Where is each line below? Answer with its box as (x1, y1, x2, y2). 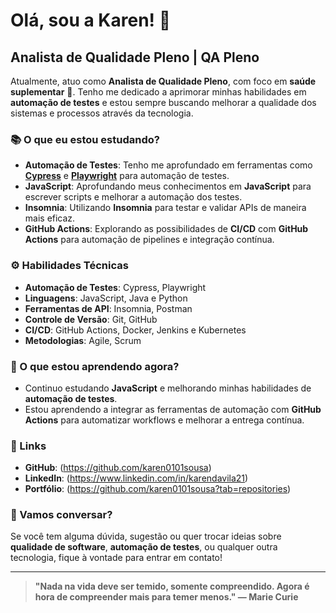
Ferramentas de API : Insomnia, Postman (24, 302, 193, 314)
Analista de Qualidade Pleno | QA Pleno (10, 49, 260, 66)
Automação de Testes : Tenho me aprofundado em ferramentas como (24, 159, 313, 171)
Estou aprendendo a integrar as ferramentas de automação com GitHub (24, 403, 322, 415)
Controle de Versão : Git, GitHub (24, 313, 158, 325)
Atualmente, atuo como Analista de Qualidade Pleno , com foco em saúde (10, 75, 317, 87)
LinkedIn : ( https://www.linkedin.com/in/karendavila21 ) (24, 472, 249, 484)
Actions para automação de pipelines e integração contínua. (24, 234, 275, 246)
